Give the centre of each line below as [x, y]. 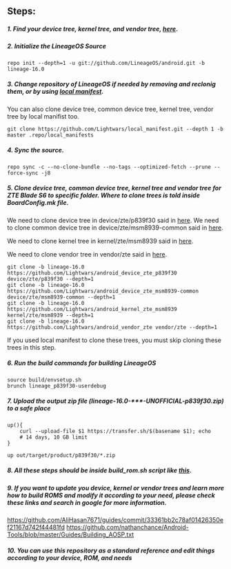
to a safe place [29, 408]
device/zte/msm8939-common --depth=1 [61, 297]
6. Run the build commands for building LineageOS [82, 363]
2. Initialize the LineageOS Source [57, 46]
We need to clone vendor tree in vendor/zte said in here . [87, 254]
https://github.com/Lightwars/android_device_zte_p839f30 [92, 273]
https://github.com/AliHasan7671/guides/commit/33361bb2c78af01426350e [115, 519]
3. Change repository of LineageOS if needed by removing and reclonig [111, 84]
